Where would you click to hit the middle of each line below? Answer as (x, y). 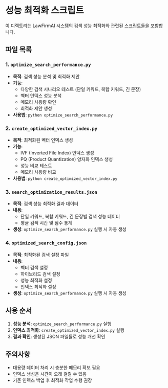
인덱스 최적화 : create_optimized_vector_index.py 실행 (68, 330)
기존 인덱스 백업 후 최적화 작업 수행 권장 (52, 380)
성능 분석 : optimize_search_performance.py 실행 (62, 324)
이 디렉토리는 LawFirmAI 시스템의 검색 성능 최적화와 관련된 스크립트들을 (77, 26)
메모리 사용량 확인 (38, 102)
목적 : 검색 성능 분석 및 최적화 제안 (46, 76)
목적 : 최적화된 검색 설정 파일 (41, 255)
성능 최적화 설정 (36, 280)
